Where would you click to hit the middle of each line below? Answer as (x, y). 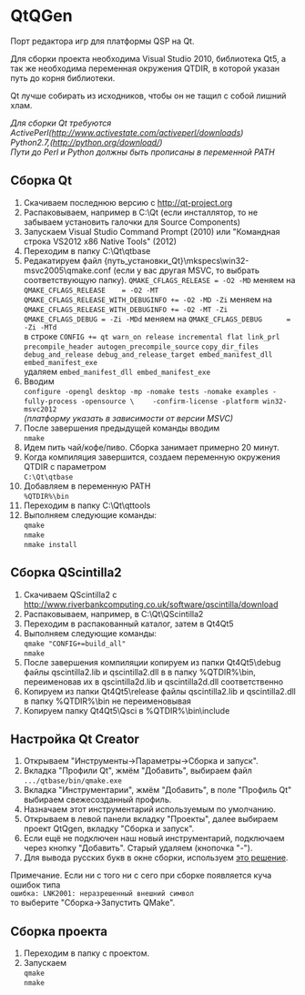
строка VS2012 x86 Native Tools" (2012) (100, 241)
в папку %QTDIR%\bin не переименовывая (107, 701)
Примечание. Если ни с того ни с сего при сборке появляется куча (141, 876)
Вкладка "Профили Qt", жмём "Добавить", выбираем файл (138, 771)
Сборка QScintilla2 (66, 573)
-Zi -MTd (40, 327)
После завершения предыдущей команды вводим (122, 428)
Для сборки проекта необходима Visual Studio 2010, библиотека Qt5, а (148, 58)
